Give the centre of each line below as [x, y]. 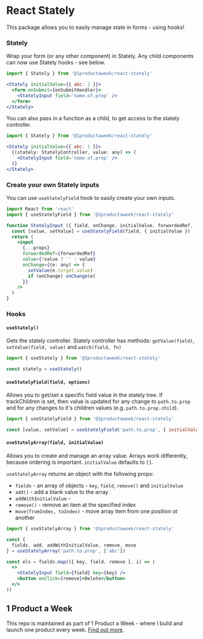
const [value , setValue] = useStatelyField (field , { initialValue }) [101, 231]
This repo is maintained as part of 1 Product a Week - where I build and [95, 623]
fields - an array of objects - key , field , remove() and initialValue [99, 486]
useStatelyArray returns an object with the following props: [80, 474]
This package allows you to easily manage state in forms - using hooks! [95, 27]
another [25, 518]
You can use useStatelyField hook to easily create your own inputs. [91, 198]
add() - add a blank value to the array [62, 492]
